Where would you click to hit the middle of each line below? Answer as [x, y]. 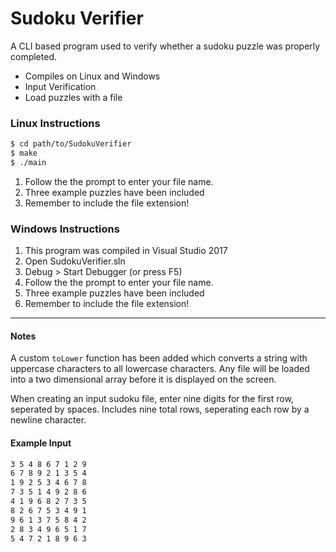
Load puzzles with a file [73, 97]
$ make [24, 153]
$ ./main [28, 162]
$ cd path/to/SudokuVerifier [71, 144]
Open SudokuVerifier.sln [75, 261]
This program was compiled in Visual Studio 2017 [126, 251]
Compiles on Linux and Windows [92, 76]
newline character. [48, 420]
